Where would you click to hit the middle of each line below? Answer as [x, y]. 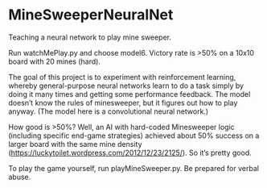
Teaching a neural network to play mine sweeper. [90, 37]
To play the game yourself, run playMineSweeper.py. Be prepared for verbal [134, 168]
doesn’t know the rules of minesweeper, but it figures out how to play [123, 102]
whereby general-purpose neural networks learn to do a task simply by [126, 86]
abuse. [20, 177]
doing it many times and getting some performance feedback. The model [129, 94]
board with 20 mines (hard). [54, 61]
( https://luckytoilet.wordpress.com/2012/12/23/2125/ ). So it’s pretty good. [130, 152]
